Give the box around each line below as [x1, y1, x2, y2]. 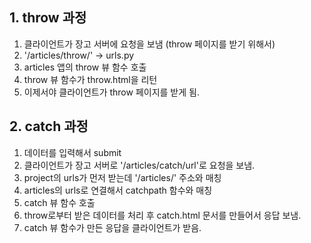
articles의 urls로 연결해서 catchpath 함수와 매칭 [23, 184, 213, 196]
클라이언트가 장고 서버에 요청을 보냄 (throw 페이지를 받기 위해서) [23, 38, 276, 50]
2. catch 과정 [9, 118, 89, 135]
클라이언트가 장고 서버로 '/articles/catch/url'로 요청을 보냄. [23, 159, 256, 171]
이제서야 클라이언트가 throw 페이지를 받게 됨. [23, 86, 200, 98]
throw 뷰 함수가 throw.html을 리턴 [23, 73, 158, 85]
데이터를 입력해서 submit [23, 146, 122, 158]
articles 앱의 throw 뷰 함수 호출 [23, 61, 147, 73]
